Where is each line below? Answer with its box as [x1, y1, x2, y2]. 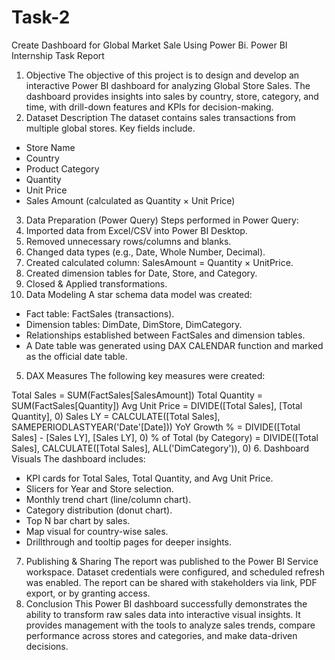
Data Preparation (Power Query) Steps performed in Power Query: [25, 214, 299, 226]
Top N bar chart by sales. [25, 514, 131, 526]
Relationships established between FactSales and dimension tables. [25, 329, 306, 341]
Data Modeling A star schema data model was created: [25, 288, 253, 300]
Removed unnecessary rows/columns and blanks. [25, 235, 232, 247]
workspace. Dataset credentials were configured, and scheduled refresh [25, 566, 325, 578]
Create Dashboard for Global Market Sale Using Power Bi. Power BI [11, 39, 288, 51]
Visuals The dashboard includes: [11, 452, 146, 465]
